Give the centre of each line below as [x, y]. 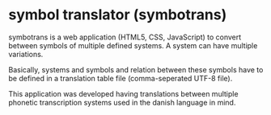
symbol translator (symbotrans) [118, 15]
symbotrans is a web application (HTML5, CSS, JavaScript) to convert [125, 37]
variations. [26, 54]
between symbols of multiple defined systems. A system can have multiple [133, 45]
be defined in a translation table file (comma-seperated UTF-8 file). [121, 78]
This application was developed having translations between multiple [123, 93]
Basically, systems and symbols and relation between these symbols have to [136, 69]
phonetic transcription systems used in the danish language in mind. [122, 102]
